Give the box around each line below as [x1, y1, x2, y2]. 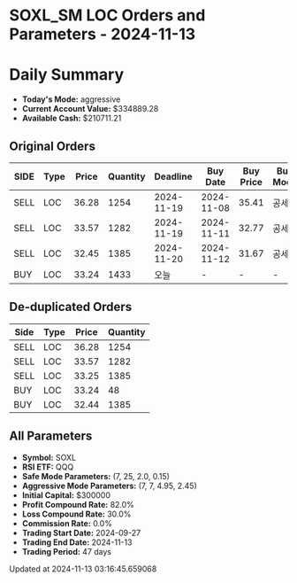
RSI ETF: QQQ [21, 462, 74, 472]
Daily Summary [9, 65, 125, 85]
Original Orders [9, 138, 95, 153]
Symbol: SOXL [21, 452, 77, 463]
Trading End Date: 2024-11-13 [21, 537, 133, 548]
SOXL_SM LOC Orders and [9, 5, 206, 26]
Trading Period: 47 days [21, 546, 112, 556]
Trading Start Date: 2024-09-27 [21, 527, 141, 538]
